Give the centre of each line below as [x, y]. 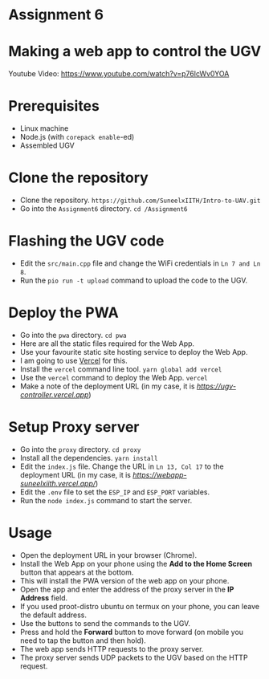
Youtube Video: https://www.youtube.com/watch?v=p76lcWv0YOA [119, 74]
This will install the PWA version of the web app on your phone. [124, 580]
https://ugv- [216, 386]
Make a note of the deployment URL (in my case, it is [107, 386]
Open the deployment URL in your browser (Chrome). [108, 555]
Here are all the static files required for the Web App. [107, 344]
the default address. [53, 615]
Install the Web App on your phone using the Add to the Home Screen [136, 563]
